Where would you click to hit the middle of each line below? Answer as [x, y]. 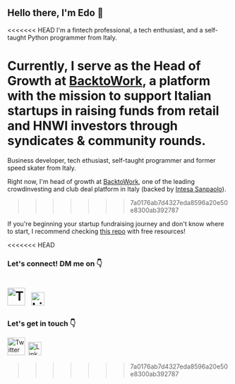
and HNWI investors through [93, 126]
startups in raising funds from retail [113, 111]
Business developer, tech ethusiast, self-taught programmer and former [112, 160]
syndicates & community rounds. [107, 141]
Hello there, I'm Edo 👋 [55, 13]
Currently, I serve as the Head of [104, 66]
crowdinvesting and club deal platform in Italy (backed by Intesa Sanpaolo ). [117, 189]
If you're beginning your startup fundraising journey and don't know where [116, 223]
